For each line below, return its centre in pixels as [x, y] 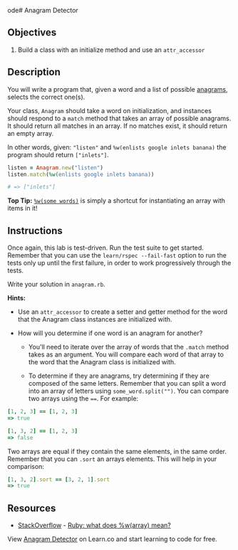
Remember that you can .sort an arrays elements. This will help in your [112, 459]
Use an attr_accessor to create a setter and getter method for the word [123, 312]
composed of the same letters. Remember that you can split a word [127, 384]
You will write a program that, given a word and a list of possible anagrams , [118, 89]
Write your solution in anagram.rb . [56, 285]
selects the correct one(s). [46, 97]
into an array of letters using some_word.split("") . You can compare [129, 391]
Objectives [32, 32]
